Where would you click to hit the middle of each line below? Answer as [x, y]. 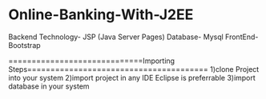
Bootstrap [25, 45]
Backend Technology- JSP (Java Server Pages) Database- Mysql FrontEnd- [133, 37]
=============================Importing [91, 61]
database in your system [49, 86]
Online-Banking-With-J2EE [101, 15]
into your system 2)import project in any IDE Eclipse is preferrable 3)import [132, 77]
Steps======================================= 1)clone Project [134, 69]
